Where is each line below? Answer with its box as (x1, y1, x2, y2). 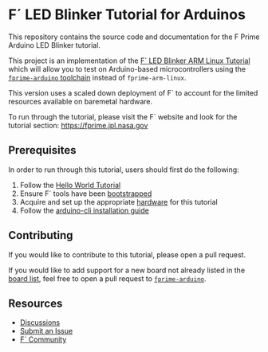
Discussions (19, 318, 61, 327)
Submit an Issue (19, 327, 73, 336)
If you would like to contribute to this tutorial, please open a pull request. (8, 249, 246, 260)
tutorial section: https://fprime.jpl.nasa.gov (8, 120, 148, 130)
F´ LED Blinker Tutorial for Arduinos (8, 6, 246, 24)
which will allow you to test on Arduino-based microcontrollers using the (8, 64, 246, 73)
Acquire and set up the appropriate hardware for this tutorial (19, 197, 218, 206)
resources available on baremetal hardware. (8, 96, 153, 106)
